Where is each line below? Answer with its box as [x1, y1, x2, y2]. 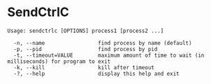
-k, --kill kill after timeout [13, 64, 155, 71]
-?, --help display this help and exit [13, 70, 180, 77]
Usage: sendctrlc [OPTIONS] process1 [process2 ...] [7, 27, 164, 34]
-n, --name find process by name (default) [13, 39, 192, 46]
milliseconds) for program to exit [7, 57, 111, 65]
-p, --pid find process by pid [13, 45, 158, 52]
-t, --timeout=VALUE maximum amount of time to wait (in [13, 52, 205, 59]
